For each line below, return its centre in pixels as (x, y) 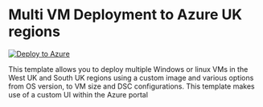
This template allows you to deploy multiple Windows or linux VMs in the (128, 69)
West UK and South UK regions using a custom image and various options (131, 77)
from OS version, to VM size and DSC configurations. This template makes (131, 86)
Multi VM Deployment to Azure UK (125, 15)
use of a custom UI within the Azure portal (78, 94)
